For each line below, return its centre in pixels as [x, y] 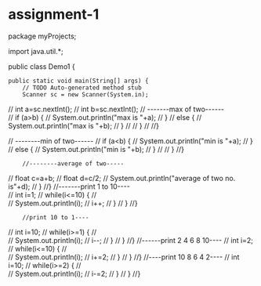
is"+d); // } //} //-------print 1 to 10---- [69, 186]
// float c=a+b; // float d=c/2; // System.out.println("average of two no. [122, 178]
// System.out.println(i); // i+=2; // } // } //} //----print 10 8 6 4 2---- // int [124, 257]
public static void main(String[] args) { [78, 81]
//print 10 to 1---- [56, 217]
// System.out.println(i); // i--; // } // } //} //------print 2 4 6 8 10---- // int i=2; [130, 240]
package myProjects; [42, 36]
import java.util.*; [36, 51]
